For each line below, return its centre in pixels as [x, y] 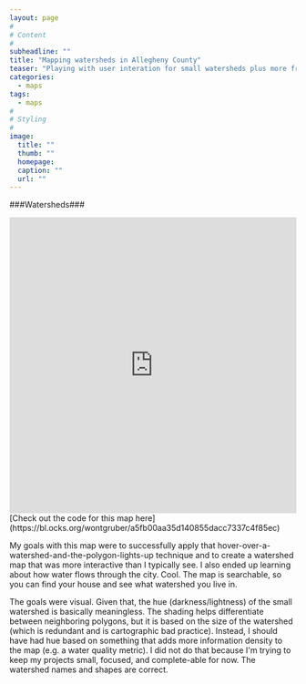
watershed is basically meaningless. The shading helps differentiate [137, 612]
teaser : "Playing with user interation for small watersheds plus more [148, 69]
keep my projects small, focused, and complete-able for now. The [133, 660]
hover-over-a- [244, 546]
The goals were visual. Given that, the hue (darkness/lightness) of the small [151, 602]
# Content [28, 35]
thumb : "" [36, 153]
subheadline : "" [40, 52]
